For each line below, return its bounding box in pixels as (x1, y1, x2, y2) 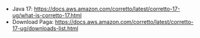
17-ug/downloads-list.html (12, 25, 78, 32)
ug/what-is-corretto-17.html (12, 12, 82, 19)
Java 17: (12, 6, 33, 12)
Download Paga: (12, 18, 54, 25)
